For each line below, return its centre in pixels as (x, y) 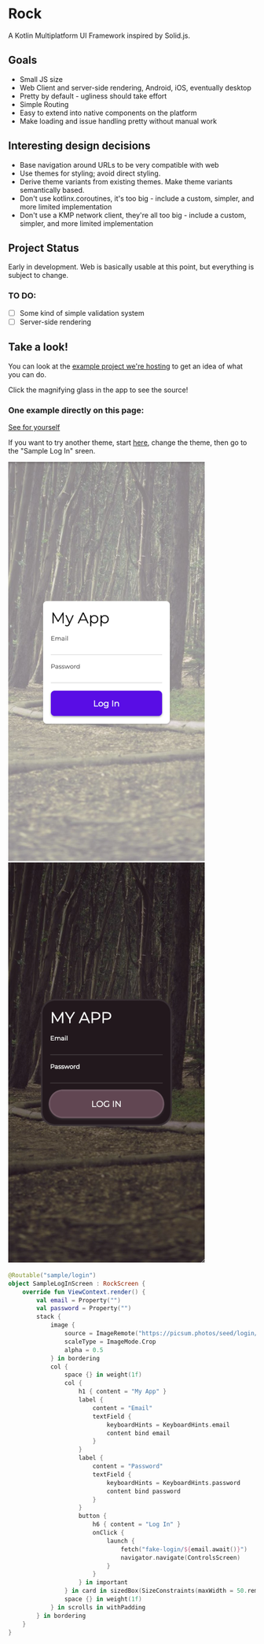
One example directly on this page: (76, 410)
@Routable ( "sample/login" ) (52, 1275)
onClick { (108, 1533)
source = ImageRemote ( (101, 1334)
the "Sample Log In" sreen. (52, 450)
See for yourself (34, 427)
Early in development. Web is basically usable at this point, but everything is (131, 267)
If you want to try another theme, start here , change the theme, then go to (128, 442)
